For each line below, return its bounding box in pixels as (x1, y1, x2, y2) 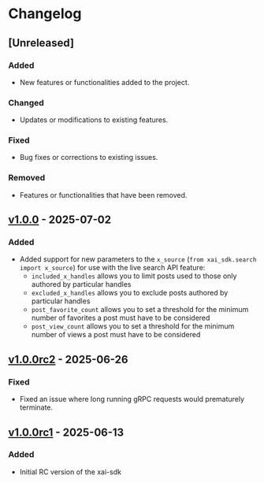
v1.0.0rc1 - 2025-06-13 (8, 425, 125, 439)
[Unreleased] (8, 36, 75, 50)
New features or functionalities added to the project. (19, 77, 190, 87)
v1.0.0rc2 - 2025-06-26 (8, 352, 128, 366)
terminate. (19, 403, 54, 412)
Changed (8, 97, 45, 108)
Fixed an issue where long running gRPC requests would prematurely (19, 395, 245, 404)
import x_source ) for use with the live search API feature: (19, 263, 206, 273)
